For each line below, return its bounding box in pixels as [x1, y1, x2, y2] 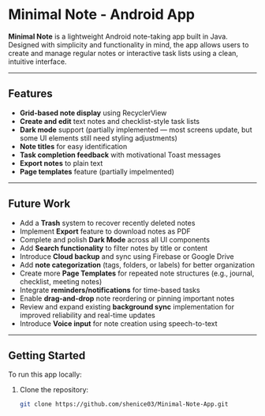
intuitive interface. [8, 57, 67, 66]
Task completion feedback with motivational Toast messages [19, 150, 221, 159]
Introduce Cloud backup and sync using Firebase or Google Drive [19, 251, 234, 261]
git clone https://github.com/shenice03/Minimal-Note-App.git [19, 400, 229, 408]
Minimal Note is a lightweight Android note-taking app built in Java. [8, 32, 229, 41]
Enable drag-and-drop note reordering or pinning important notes [19, 294, 235, 303]
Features [8, 87, 53, 100]
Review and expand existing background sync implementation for [19, 302, 235, 311]
